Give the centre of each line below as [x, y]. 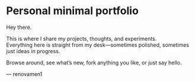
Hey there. [19, 27]
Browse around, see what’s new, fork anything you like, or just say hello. [94, 63]
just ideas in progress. [33, 51]
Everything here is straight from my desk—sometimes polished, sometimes [98, 45]
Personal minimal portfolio [73, 11]
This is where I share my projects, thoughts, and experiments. [81, 38]
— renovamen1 [24, 74]
